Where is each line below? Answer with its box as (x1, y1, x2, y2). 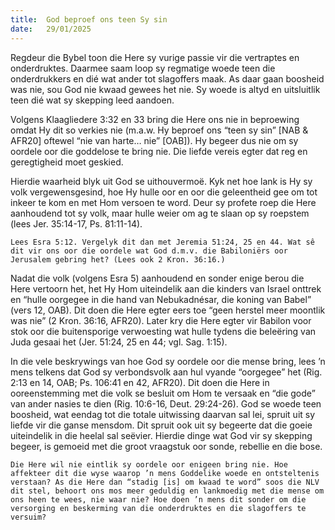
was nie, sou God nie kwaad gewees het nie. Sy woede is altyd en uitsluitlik (10, 83, 321, 95)
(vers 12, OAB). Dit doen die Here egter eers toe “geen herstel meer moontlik (10, 304, 326, 316)
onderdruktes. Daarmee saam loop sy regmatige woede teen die (10, 62, 276, 74)
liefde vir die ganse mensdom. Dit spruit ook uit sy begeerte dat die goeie (10, 419, 313, 431)
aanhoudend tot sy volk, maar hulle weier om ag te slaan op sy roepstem (10, 207, 310, 219)
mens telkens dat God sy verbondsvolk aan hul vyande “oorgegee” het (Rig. (10, 366, 323, 378)
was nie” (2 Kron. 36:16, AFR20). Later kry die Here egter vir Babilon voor (10, 314, 312, 326)
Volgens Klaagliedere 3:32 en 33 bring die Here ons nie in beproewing (10, 113, 300, 125)
